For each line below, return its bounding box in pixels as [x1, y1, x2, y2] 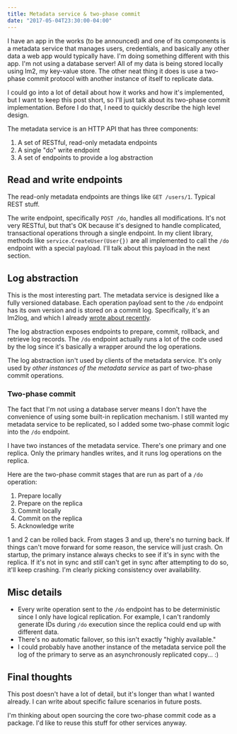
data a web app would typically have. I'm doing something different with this [7, 51, 230, 60]
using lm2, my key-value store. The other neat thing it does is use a [7, 67, 204, 75]
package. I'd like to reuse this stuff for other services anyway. [7, 718, 187, 728]
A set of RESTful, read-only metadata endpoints [17, 138, 158, 146]
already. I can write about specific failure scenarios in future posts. [7, 697, 202, 706]
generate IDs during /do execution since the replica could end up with [17, 620, 221, 629]
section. [7, 251, 31, 260]
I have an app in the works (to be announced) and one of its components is [7, 36, 226, 45]
